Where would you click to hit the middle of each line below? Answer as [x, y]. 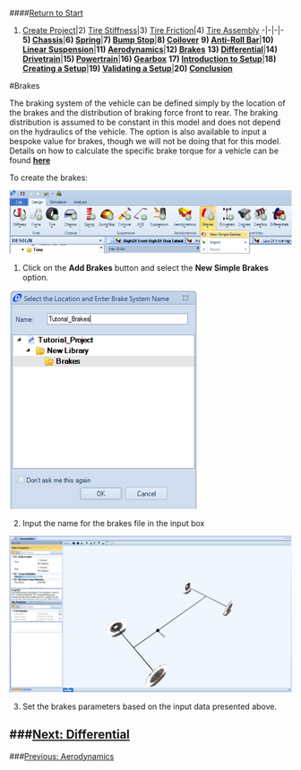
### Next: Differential [69, 735]
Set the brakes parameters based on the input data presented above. [150, 706]
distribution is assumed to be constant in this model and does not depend [145, 122]
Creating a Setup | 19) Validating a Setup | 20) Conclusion [127, 68]
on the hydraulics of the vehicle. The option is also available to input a [138, 132]
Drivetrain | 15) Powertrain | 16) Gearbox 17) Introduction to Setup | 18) [149, 59]
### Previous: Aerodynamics [62, 756]
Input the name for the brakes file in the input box [113, 523]
